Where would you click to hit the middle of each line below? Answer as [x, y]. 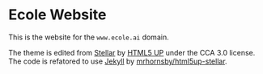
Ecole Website [57, 15]
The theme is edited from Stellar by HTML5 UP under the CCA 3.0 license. [132, 52]
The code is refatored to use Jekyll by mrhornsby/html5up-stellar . [118, 61]
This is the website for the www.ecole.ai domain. [89, 37]
